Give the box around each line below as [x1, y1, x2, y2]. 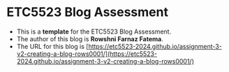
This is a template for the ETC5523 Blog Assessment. [16, 27, 172, 36]
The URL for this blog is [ [16, 42, 89, 50]
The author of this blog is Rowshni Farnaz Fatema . [16, 34, 163, 43]
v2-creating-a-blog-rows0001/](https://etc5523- [16, 50, 158, 58]
